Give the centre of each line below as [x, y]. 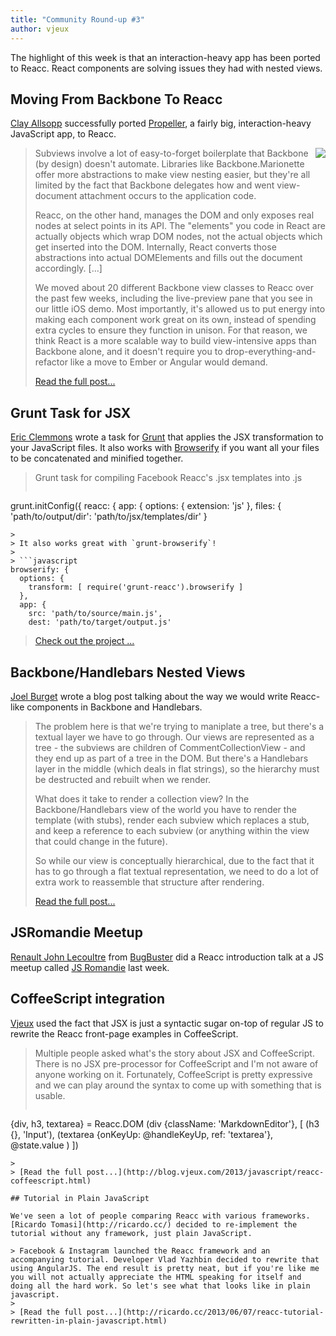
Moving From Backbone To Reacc [116, 99]
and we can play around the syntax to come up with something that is [178, 1085]
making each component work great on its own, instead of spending [175, 320]
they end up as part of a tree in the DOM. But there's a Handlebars [171, 758]
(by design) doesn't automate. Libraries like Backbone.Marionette [169, 164]
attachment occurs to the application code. [168, 196]
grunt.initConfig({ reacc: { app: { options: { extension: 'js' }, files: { [146, 506]
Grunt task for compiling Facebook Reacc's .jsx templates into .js [168, 478]
